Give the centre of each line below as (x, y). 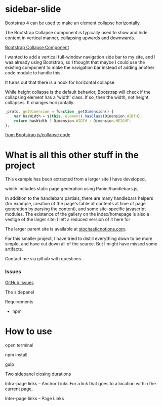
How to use (29, 331)
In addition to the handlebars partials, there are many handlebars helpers (79, 198)
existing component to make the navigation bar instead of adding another (80, 67)
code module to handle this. (33, 72)
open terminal (19, 345)
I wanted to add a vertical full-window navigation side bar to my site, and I (80, 57)
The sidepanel (20, 292)
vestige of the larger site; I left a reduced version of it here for (68, 220)
